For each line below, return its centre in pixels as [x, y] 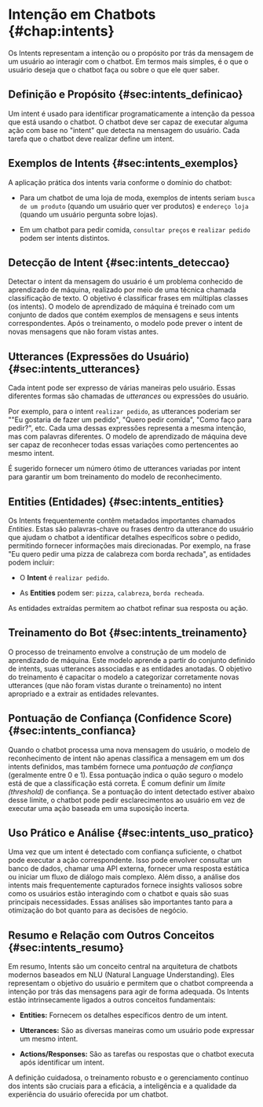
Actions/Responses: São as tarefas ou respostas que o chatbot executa [137, 1054]
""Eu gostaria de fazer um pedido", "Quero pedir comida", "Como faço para [130, 420]
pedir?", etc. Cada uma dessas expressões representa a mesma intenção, [127, 428]
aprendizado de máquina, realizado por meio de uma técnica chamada [122, 290]
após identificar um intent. [62, 1063]
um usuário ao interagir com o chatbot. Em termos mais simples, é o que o [128, 61]
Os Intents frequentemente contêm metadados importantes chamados [122, 520]
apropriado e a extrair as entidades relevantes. [84, 694]
